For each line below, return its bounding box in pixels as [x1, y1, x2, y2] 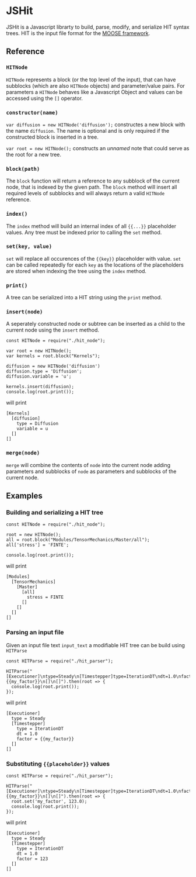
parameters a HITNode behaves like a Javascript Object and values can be [6, 88, 183, 95]
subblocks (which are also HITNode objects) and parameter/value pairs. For [6, 82, 185, 89]
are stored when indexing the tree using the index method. [6, 267, 147, 274]
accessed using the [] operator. [6, 95, 83, 102]
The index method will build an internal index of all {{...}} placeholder [6, 222, 177, 229]
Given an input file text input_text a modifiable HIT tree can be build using [6, 641, 185, 648]
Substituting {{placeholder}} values [6, 759, 110, 768]
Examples [6, 491, 43, 501]
